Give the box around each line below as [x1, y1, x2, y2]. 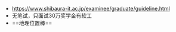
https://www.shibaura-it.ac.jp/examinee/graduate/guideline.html [11, 5, 170, 12]
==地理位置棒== [11, 20, 53, 26]
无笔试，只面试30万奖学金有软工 [11, 12, 92, 19]
